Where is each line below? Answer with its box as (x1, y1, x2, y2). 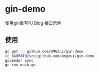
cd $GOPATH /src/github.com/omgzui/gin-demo (5, 54, 95, 58)
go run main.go (5, 62, 36, 68)
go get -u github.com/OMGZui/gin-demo (5, 49, 83, 54)
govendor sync (5, 58, 34, 63)
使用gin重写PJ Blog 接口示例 (5, 20, 62, 26)
